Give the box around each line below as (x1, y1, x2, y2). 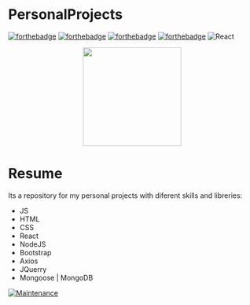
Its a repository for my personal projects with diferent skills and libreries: (8, 191, 243, 200)
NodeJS (19, 239, 46, 249)
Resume (8, 165, 63, 183)
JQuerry (19, 264, 47, 273)
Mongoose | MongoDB (19, 273, 94, 282)
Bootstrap (19, 247, 52, 257)
